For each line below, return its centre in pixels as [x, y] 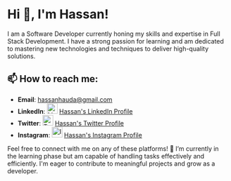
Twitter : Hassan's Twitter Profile [71, 123]
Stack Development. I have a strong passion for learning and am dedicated [115, 41]
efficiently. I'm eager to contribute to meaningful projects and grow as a [111, 163]
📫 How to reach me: [53, 79]
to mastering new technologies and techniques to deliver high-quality [108, 48]
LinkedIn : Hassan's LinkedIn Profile [75, 111]
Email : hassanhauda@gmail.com [65, 99]
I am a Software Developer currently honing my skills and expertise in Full [114, 34]
